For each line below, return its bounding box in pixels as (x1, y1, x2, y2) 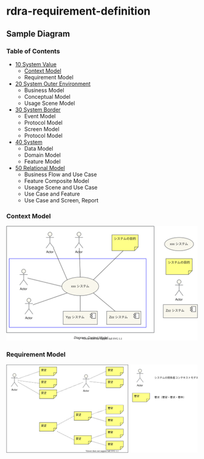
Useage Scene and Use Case (24, 183, 98, 191)
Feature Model (24, 157, 61, 165)
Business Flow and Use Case (24, 171, 97, 178)
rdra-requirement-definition (6, 4, 151, 18)
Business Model (24, 87, 65, 94)
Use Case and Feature (24, 190, 80, 197)
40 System (15, 138, 42, 146)
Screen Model (24, 125, 59, 132)
